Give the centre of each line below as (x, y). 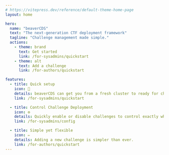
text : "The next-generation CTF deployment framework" (68, 33)
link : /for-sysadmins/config (45, 121)
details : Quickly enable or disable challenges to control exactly (86, 117)
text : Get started (38, 52)
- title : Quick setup (32, 84)
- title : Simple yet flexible (41, 131)
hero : (11, 24)
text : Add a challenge (42, 66)
